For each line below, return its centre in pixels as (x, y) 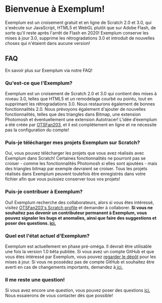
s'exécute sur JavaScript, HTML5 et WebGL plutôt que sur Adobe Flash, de (81, 27)
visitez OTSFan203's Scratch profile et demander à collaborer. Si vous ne (79, 207)
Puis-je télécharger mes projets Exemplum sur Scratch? (72, 142)
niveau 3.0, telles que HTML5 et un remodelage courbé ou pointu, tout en (79, 99)
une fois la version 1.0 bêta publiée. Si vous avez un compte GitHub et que (80, 251)
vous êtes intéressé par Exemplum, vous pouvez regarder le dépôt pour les (81, 257)
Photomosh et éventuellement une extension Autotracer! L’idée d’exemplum (81, 120)
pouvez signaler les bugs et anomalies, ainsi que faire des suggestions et (81, 218)
